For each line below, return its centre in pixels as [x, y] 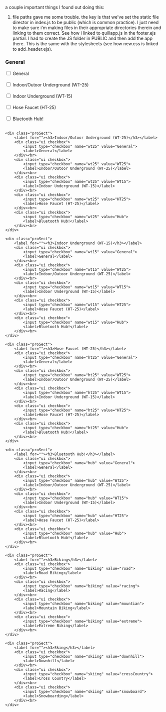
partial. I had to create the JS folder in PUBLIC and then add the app [82, 38]
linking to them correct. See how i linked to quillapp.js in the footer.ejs [84, 33]
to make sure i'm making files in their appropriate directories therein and [87, 28]
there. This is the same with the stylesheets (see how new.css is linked [85, 44]
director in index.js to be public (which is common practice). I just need [85, 22]
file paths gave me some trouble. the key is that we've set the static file [85, 17]
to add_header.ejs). [32, 49]
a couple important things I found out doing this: [55, 7]
